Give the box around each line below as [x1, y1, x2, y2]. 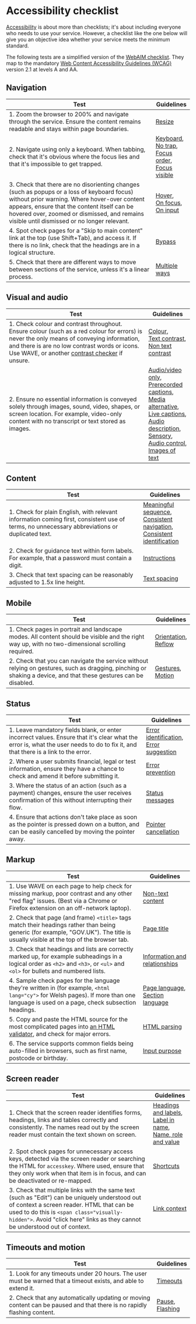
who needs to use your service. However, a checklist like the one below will [6, 29, 188, 36]
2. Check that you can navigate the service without [9, 657, 149, 665]
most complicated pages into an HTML [9, 1023, 116, 1031]
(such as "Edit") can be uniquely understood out [9, 1193, 141, 1201]
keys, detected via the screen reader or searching [9, 1154, 145, 1162]
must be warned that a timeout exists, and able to [9, 1277, 144, 1285]
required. [9, 647, 34, 656]
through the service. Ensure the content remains [9, 117, 141, 125]
